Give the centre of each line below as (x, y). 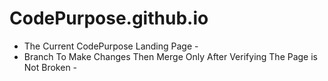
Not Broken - (50, 67)
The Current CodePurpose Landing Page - (111, 46)
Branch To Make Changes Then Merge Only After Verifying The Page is (171, 56)
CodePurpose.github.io (109, 18)
